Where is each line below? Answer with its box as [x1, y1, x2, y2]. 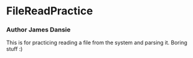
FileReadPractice [6, 4, 93, 18]
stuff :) [6, 45, 23, 53]
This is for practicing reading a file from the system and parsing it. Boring [6, 39, 188, 46]
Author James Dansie [6, 26, 71, 34]
